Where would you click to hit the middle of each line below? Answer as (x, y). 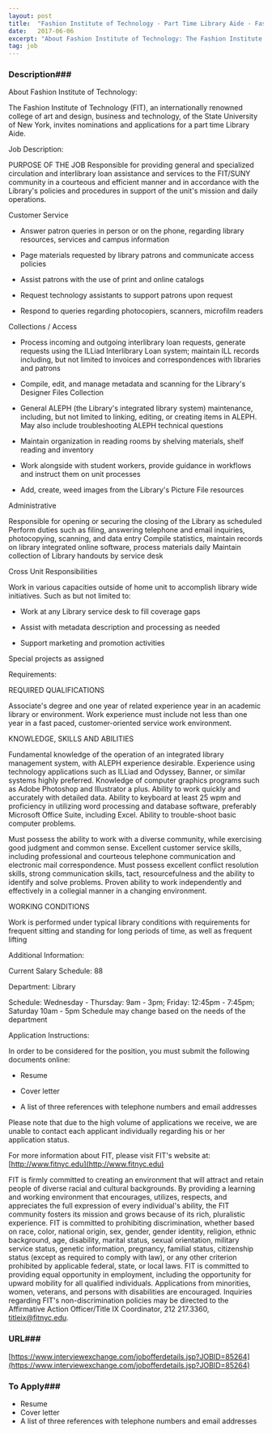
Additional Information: (47, 955)
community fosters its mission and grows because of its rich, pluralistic (127, 1214)
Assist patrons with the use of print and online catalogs (112, 280)
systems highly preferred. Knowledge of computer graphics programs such (134, 780)
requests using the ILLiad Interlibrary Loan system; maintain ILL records (140, 351)
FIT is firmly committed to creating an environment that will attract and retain (136, 1180)
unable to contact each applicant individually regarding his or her (117, 1131)
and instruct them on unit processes (80, 474)
